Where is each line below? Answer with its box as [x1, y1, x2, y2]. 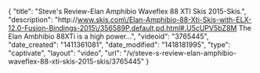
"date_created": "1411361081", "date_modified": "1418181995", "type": [8, 40, 231, 49]
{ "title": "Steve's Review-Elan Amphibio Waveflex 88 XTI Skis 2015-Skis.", [8, 7, 247, 16]
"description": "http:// [8, 15, 78, 24]
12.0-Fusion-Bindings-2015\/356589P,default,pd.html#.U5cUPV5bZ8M [8, 24, 237, 32]
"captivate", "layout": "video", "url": [8, 49, 122, 57]
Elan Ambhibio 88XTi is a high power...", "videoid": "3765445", [8, 31, 209, 41]
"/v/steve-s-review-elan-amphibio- [123, 49, 237, 57]
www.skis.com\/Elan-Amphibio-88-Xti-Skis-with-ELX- [77, 15, 252, 24]
